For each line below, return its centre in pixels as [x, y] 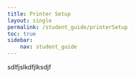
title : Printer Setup [39, 14]
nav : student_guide [49, 47]
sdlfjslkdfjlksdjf [29, 67]
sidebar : [20, 40]
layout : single [30, 21]
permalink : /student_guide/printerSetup [68, 27]
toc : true [22, 34]
